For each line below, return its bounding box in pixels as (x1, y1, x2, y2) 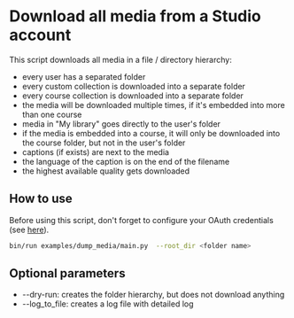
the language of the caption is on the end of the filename (21, 156, 230, 167)
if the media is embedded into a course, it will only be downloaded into (21, 128, 281, 138)
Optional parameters (9, 266, 126, 281)
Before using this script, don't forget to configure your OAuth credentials (9, 214, 275, 225)
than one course (21, 109, 82, 120)
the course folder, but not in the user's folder (21, 137, 186, 148)
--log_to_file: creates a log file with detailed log (21, 299, 194, 309)
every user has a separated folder (21, 71, 146, 81)
